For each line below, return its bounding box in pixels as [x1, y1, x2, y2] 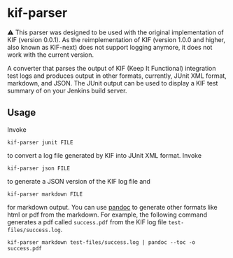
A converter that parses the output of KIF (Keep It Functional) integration [7, 64, 216, 72]
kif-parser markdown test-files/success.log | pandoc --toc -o [7, 238, 196, 246]
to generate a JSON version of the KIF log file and [7, 177, 150, 185]
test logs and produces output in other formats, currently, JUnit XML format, [7, 72, 227, 80]
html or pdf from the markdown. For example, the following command [7, 210, 208, 219]
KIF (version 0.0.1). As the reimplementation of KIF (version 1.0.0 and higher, [7, 35, 226, 43]
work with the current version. [7, 50, 94, 59]
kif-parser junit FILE [7, 139, 73, 146]
